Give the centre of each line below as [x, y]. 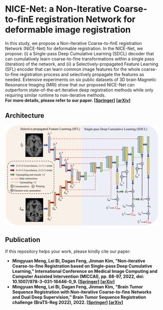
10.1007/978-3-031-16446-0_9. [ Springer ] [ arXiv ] [63, 282]
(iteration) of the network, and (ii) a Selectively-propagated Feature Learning [82, 64]
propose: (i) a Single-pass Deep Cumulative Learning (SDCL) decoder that [80, 53]
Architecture [25, 116]
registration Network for [86, 19]
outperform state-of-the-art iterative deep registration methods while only [79, 90]
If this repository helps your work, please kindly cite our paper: [68, 251]
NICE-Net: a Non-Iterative [58, 9]
